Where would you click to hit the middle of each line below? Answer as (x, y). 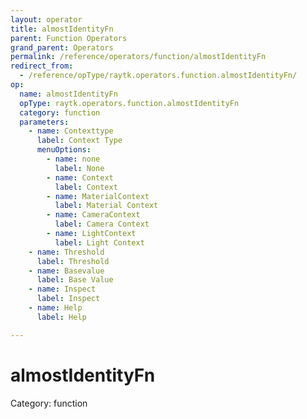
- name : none (73, 159)
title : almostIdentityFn (62, 29)
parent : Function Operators (69, 38)
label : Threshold (73, 261)
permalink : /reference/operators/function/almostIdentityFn (138, 57)
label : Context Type (79, 141)
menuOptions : (64, 150)
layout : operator (46, 19)
